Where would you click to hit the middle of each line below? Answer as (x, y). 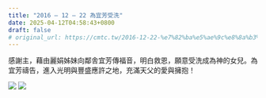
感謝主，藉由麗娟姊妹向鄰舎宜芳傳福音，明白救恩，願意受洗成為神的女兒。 (129, 60)
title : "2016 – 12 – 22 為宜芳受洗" (66, 15)
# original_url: (35, 37)
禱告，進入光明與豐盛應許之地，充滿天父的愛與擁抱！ (108, 71)
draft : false (30, 30)
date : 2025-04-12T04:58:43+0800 (61, 23)
